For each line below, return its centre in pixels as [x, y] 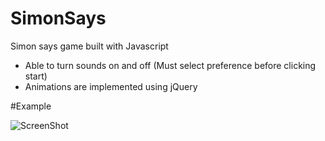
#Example [31, 106]
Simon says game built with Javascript [89, 46]
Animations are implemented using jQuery [111, 86]
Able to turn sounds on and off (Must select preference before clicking [170, 65]
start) [36, 76]
